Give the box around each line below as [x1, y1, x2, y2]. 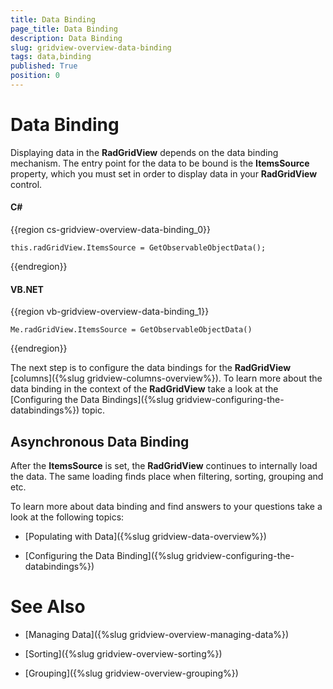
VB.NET [10, 283, 44, 295]
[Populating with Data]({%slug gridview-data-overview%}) [24, 531, 267, 543]
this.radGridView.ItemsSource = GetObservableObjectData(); [10, 243, 267, 253]
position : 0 [10, 71, 60, 81]
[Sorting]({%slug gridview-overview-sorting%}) [24, 647, 223, 660]
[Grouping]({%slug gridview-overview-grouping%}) [24, 667, 239, 679]
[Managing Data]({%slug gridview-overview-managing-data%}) [24, 628, 290, 640]
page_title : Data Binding [10, 24, 118, 34]
